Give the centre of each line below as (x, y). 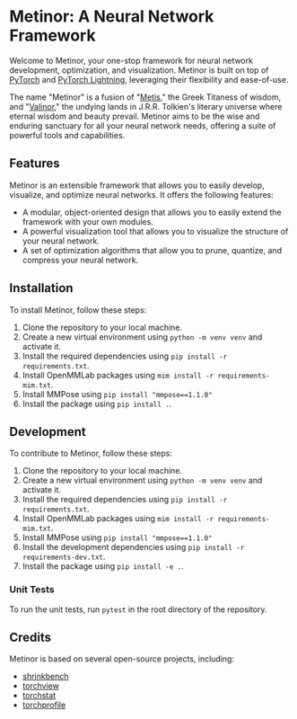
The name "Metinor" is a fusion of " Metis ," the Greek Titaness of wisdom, (145, 97)
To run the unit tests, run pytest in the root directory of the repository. (138, 609)
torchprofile (44, 705)
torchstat (39, 696)
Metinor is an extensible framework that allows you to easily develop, (137, 185)
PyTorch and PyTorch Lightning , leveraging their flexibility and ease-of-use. (149, 79)
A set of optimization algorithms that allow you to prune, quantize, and (152, 250)
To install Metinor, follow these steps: (78, 310)
